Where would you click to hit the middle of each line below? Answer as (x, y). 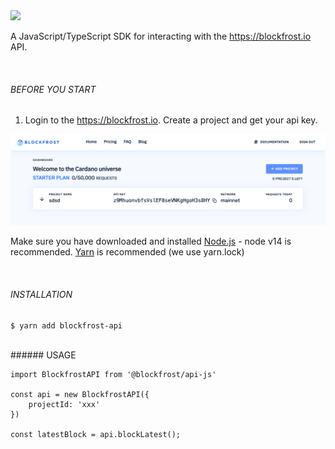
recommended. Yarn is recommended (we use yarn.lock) (127, 252)
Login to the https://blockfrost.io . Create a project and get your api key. (171, 120)
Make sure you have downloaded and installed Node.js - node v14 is (151, 241)
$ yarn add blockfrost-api (66, 325)
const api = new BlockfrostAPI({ (80, 394)
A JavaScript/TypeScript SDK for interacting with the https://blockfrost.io (161, 36)
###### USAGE (43, 355)
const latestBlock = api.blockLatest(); (96, 434)
